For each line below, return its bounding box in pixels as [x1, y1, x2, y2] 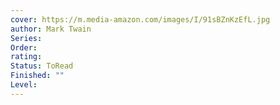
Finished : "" [10, 71, 65, 81]
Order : [10, 42, 38, 53]
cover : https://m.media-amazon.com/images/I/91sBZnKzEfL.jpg [10, 14, 271, 25]
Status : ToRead [10, 61, 74, 71]
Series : [10, 33, 43, 43]
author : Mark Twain [10, 24, 92, 34]
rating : [10, 52, 43, 62]
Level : [10, 80, 38, 90]
